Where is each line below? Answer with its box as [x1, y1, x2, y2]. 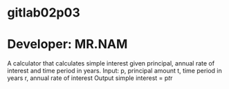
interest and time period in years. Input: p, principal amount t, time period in [7, 67, 223, 75]
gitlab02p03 [7, 5, 81, 21]
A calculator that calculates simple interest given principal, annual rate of [7, 59, 215, 68]
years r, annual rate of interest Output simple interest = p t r [7, 74, 173, 82]
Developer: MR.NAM [7, 37, 128, 52]
